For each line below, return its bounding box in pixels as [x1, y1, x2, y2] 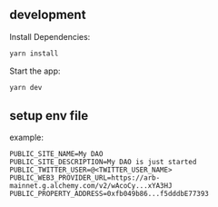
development [9, 7, 86, 23]
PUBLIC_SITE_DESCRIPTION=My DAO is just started [9, 158, 197, 167]
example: [9, 132, 44, 143]
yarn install [9, 49, 59, 58]
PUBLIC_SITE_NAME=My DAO [9, 150, 104, 159]
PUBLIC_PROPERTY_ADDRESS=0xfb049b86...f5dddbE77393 [9, 190, 209, 199]
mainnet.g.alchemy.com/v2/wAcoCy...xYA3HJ [9, 182, 173, 191]
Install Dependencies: [9, 31, 91, 42]
